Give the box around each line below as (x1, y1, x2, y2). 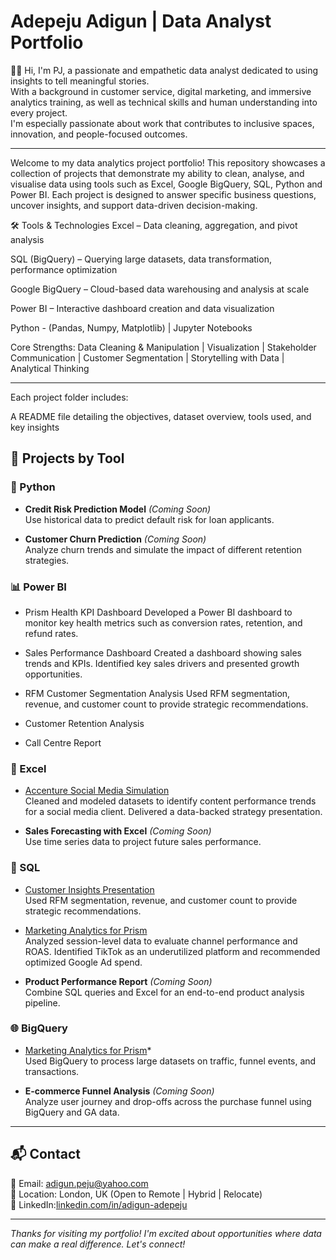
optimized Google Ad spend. (24, 956, 143, 968)
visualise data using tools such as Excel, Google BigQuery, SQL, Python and (10, 178, 323, 190)
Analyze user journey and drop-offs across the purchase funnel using (24, 1095, 312, 1107)
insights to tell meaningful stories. (10, 75, 150, 87)
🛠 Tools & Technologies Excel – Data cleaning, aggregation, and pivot (10, 219, 298, 231)
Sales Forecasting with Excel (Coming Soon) (24, 825, 212, 837)
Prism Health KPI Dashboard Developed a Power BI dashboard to (24, 606, 293, 618)
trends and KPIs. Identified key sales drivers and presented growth (24, 657, 300, 669)
